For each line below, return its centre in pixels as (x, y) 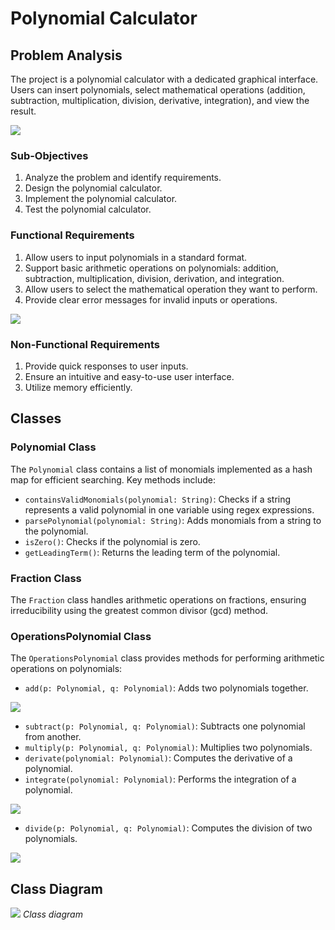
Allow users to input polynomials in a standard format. (136, 257)
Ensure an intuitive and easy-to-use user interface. (129, 376)
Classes (36, 418)
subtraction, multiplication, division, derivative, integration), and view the (160, 100)
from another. (53, 737)
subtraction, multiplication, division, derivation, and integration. (154, 278)
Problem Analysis (66, 55)
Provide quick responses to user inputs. (106, 366)
